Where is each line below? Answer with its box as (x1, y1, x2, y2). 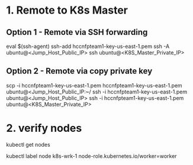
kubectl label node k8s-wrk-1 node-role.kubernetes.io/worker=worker (6, 152, 177, 160)
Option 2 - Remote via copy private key (6, 66, 153, 76)
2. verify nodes (6, 122, 82, 135)
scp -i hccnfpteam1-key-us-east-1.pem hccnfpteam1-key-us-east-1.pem (6, 82, 182, 89)
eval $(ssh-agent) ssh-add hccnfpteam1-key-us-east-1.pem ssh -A (6, 43, 170, 50)
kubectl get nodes (6, 141, 50, 148)
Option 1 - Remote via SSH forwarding (6, 27, 148, 37)
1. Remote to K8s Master (6, 4, 128, 17)
